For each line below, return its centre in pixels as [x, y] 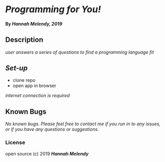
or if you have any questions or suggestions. [52, 129]
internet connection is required [37, 96]
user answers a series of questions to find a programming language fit [80, 52]
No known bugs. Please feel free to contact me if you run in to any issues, [83, 124]
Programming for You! [53, 9]
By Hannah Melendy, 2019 [34, 23]
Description [24, 40]
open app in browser [34, 86]
